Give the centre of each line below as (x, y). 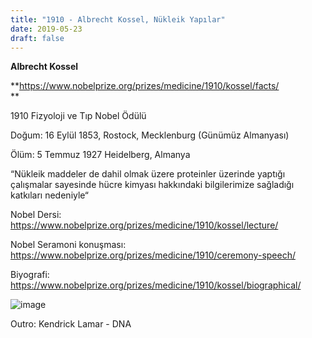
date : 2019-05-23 (46, 29)
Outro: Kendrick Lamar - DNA (71, 324)
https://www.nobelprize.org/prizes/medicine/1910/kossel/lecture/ (144, 225)
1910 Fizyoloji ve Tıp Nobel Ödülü (78, 116)
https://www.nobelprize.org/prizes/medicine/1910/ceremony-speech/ (153, 255)
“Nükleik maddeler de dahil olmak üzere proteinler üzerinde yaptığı (148, 174)
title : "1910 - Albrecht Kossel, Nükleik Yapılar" (118, 19)
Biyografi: (30, 275)
